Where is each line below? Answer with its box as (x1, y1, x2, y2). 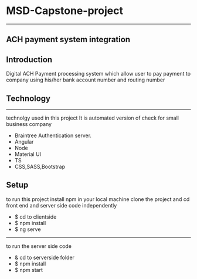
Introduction (6, 55, 53, 64)
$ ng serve (14, 226, 41, 233)
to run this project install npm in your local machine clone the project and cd (6, 195, 190, 203)
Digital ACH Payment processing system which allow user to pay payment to (6, 70, 191, 77)
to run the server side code (6, 242, 72, 250)
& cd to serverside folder (14, 254, 75, 261)
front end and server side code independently (6, 202, 117, 209)
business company (6, 120, 52, 127)
